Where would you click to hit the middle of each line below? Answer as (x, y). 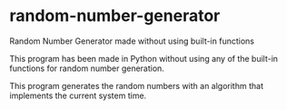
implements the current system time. (78, 95)
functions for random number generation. (87, 68)
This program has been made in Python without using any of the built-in (144, 58)
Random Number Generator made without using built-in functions (132, 41)
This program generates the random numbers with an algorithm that (136, 85)
